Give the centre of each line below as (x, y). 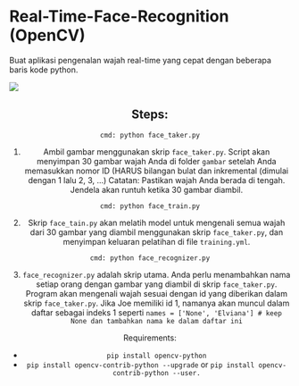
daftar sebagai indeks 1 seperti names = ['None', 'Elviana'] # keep (157, 312)
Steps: (150, 115)
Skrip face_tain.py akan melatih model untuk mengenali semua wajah (157, 222)
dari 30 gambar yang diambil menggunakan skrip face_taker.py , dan (157, 232)
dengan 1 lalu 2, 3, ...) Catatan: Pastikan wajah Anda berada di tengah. (157, 180)
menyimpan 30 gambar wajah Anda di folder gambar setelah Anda (157, 161)
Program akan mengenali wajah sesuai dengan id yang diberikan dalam (157, 293)
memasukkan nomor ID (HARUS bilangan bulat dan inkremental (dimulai (156, 171)
